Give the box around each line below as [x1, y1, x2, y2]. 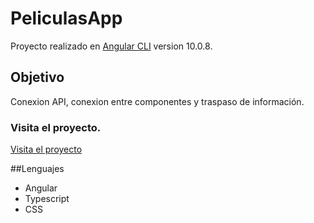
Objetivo [10, 69, 65, 86]
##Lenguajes [10, 163, 65, 175]
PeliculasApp [10, 7, 123, 30]
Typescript [24, 193, 70, 205]
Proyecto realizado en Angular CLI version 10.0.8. [10, 40, 213, 52]
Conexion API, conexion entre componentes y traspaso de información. [10, 95, 305, 107]
